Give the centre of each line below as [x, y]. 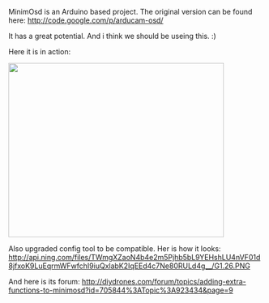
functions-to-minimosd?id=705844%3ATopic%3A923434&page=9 [121, 290]
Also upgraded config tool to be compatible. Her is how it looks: [115, 249]
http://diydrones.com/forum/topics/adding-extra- [164, 282]
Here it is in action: [40, 51]
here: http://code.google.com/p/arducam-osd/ [86, 20]
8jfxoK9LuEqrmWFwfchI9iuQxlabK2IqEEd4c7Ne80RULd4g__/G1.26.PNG [130, 266]
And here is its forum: [44, 282]
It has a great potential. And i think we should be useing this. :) [112, 36]
